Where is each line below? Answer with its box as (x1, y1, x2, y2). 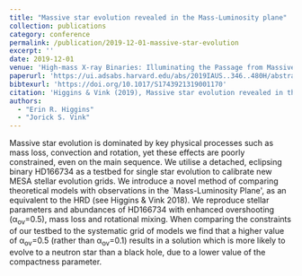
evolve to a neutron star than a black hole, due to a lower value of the (9, 246, 266, 257)
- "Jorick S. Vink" (17, 113, 91, 122)
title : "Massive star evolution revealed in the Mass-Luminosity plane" (9, 13, 288, 22)
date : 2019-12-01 (9, 55, 75, 64)
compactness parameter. (9, 256, 102, 267)
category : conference (9, 30, 91, 39)
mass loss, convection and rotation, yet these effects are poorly (9, 147, 245, 158)
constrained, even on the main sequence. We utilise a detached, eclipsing (9, 157, 283, 168)
